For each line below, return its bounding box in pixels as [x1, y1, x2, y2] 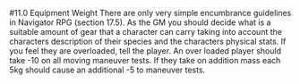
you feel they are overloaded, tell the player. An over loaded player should [9, 46, 282, 56]
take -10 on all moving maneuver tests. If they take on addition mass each [9, 55, 281, 65]
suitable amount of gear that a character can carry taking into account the [9, 27, 282, 37]
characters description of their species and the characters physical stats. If [9, 36, 287, 46]
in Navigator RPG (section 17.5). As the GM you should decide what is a [9, 17, 271, 28]
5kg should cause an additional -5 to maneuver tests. [9, 64, 206, 75]
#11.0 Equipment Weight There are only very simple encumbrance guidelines [9, 8, 292, 18]
